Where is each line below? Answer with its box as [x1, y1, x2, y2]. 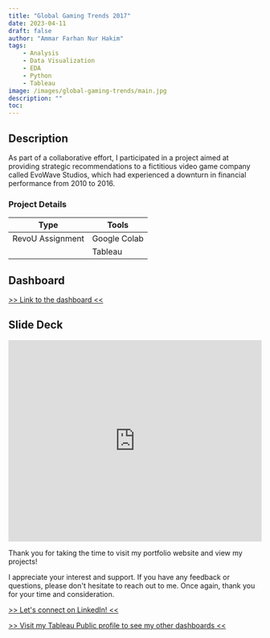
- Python [22, 72, 52, 80]
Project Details [8, 198, 67, 209]
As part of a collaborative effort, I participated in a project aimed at [8, 152, 229, 162]
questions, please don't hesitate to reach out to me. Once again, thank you [8, 581, 256, 590]
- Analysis [22, 49, 59, 57]
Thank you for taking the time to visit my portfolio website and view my [8, 548, 243, 557]
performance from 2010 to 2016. [8, 178, 116, 188]
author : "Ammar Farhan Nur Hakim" [8, 34, 125, 43]
